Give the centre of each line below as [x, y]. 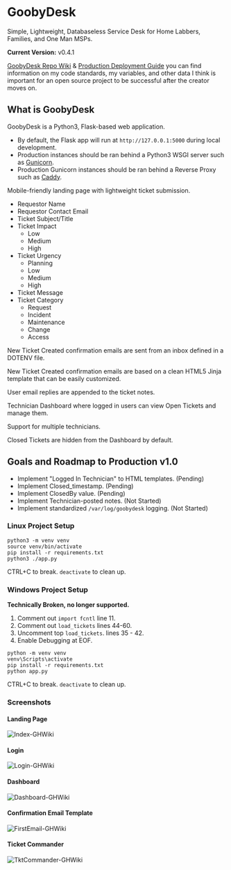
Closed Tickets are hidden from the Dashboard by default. [90, 440]
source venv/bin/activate [44, 547]
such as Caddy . [40, 177]
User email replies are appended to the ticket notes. [81, 392]
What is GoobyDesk [51, 110]
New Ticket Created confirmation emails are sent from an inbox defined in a [115, 350]
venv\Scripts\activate [40, 659]
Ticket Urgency [39, 255]
